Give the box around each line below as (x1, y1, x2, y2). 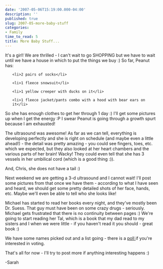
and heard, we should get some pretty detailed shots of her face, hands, (5, 185, 150, 191)
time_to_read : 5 (5, 35, 38, 39)
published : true (5, 16, 38, 21)
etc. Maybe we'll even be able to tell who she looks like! (5, 191, 117, 196)
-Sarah (5, 259, 19, 265)
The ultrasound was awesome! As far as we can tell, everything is (5, 130, 137, 136)
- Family (5, 30, 23, 35)
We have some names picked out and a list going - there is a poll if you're (5, 235, 152, 241)
